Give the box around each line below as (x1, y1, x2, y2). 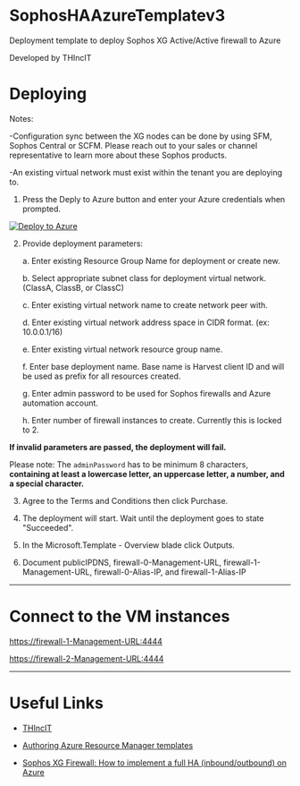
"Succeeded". (21, 522, 74, 533)
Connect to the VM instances (9, 606, 230, 627)
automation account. (21, 397, 98, 408)
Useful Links (9, 693, 104, 713)
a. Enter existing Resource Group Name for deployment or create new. (21, 255, 281, 266)
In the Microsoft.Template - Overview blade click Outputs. (21, 539, 235, 551)
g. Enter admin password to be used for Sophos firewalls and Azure (21, 388, 271, 398)
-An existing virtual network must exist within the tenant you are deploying (9, 167, 283, 177)
